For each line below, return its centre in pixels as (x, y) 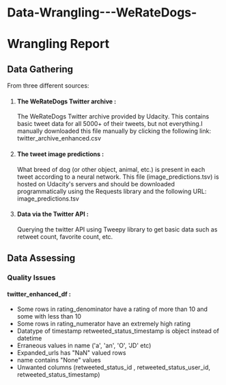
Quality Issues (31, 277)
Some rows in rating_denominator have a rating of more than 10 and (112, 309)
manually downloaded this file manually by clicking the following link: (114, 131)
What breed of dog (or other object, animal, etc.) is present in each (111, 169)
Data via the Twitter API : (53, 214)
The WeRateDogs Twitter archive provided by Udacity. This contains (113, 116)
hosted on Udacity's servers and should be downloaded (96, 184)
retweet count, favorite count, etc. (65, 236)
